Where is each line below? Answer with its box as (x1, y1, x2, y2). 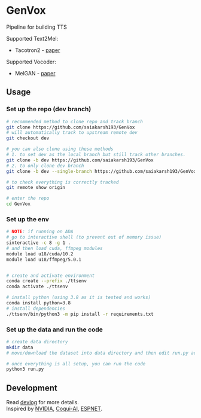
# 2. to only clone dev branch (6, 163, 84, 169)
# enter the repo (6, 196, 50, 202)
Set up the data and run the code (6, 325, 103, 334)
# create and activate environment (6, 273, 95, 279)
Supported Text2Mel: (6, 35, 59, 42)
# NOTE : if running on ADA (6, 228, 74, 235)
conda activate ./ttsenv (6, 283, 68, 290)
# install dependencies (6, 306, 66, 312)
